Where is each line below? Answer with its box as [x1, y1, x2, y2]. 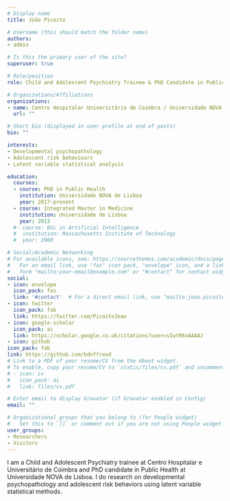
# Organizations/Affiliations [7, 91, 94, 98]
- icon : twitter [7, 300, 53, 307]
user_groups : [7, 426, 44, 434]
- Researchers [7, 433, 48, 440]
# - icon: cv [7, 370, 44, 377]
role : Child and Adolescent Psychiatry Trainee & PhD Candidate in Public [7, 79, 225, 86]
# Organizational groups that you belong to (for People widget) [7, 414, 197, 421]
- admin [7, 42, 29, 49]
